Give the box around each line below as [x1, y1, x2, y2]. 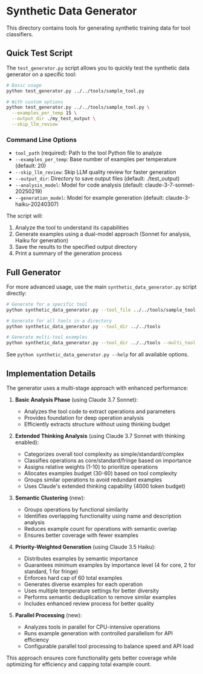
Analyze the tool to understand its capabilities [14, 224, 129, 231]
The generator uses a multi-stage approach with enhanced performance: [6, 385, 188, 392]
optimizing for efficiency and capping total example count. [6, 661, 152, 668]
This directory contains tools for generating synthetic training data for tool [6, 24, 190, 31]
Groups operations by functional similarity [24, 506, 129, 513]
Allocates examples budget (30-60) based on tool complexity [24, 470, 177, 477]
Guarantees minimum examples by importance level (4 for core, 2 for [24, 562, 196, 569]
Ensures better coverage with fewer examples [24, 531, 139, 539]
